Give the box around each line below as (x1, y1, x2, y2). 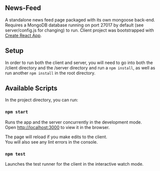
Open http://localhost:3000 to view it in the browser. (5, 124, 110, 130)
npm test (5, 151, 26, 157)
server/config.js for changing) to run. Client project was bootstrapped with (5, 27, 154, 33)
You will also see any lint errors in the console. (5, 139, 98, 145)
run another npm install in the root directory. (5, 70, 96, 76)
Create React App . (5, 32, 42, 38)
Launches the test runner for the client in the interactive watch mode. (5, 161, 144, 167)
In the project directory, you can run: (5, 97, 78, 103)
